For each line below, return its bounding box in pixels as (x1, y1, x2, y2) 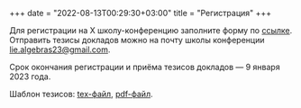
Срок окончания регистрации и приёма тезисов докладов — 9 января (9, 62, 281, 72)
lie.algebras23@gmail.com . (9, 44, 111, 55)
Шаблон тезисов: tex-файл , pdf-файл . (9, 89, 153, 99)
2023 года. (9, 71, 51, 82)
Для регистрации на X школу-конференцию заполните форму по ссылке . (9, 25, 293, 35)
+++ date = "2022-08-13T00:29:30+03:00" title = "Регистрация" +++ (9, 8, 272, 18)
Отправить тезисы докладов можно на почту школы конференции (9, 35, 265, 45)
